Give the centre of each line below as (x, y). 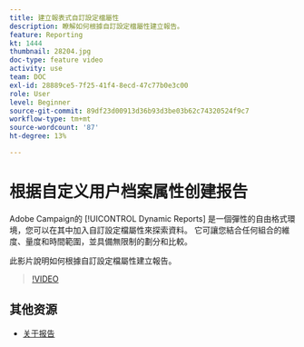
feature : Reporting (46, 35)
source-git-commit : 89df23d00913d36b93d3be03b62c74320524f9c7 (129, 111)
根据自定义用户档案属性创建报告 (129, 192)
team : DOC (28, 77)
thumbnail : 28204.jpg (50, 52)
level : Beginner (40, 102)
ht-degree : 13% (38, 136)
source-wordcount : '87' (54, 128)
